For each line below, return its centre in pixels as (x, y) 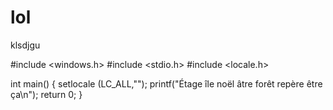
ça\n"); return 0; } (46, 94)
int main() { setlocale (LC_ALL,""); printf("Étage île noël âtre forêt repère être (166, 83)
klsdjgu (25, 45)
